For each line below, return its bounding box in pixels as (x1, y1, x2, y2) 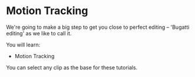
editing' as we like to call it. (6, 29, 72, 36)
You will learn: (6, 41, 40, 48)
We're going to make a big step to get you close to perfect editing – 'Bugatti (6, 24, 190, 31)
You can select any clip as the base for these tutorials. (6, 63, 138, 71)
